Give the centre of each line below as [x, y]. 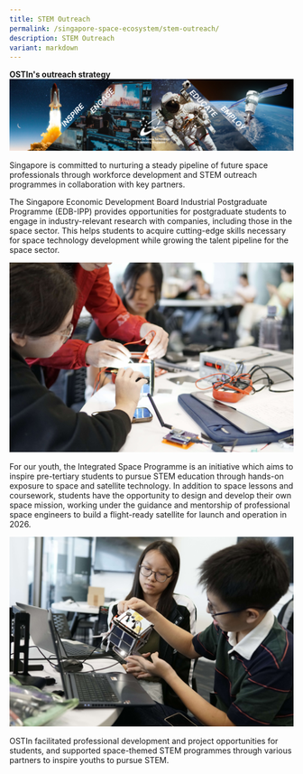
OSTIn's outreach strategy [60, 75]
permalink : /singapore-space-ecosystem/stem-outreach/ [115, 28]
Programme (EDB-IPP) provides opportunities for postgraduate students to [148, 211]
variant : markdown [44, 48]
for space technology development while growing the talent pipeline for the [149, 240]
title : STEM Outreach [50, 19]
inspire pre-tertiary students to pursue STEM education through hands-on [147, 476]
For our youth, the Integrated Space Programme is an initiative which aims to [151, 466]
